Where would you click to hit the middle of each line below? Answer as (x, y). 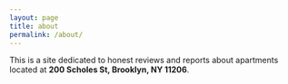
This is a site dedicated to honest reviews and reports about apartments (144, 61)
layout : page (34, 18)
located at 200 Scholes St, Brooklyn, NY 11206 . (99, 70)
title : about (34, 26)
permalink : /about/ (46, 34)
